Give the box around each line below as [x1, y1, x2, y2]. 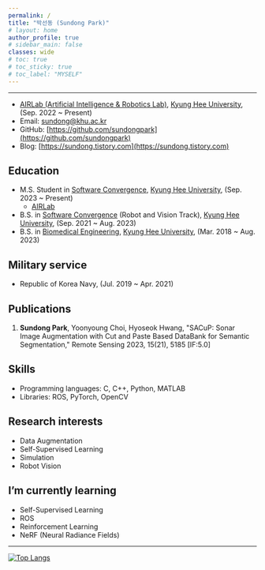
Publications [8, 302, 72, 316]
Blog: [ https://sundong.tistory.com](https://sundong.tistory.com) [19, 141, 230, 151]
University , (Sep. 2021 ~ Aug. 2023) [19, 219, 136, 228]
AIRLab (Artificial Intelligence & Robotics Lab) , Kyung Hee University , [19, 99, 244, 109]
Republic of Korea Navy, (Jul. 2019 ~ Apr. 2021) [19, 279, 174, 289]
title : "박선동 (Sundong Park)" [8, 19, 110, 27]
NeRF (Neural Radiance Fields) [19, 530, 120, 539]
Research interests [8, 415, 103, 429]
